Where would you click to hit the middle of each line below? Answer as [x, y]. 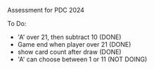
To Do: [17, 23]
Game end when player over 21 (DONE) [74, 44]
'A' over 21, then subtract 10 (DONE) [69, 37]
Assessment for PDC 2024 [46, 10]
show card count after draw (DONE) [69, 52]
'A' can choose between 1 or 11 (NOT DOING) [82, 59]
